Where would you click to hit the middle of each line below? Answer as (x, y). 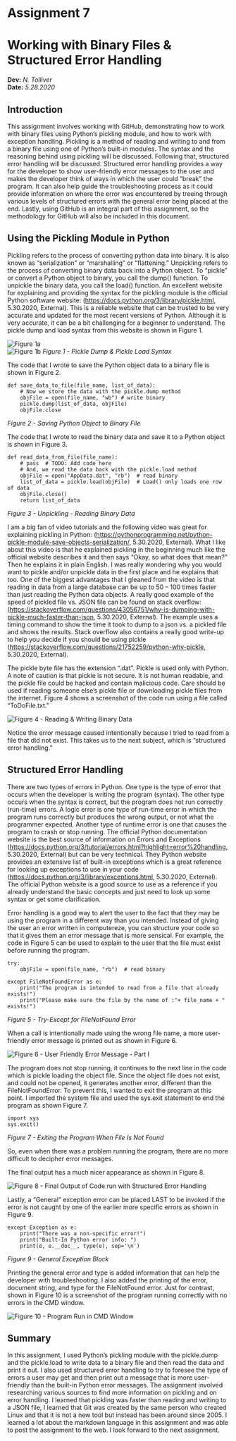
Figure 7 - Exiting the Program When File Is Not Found (86, 1137)
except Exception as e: (42, 1227)
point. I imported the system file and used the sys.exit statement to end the (116, 1098)
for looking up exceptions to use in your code (73, 869)
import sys (23, 1118)
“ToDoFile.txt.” (28, 705)
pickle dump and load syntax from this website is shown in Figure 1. (105, 330)
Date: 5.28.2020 (31, 87)
